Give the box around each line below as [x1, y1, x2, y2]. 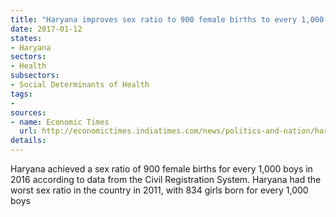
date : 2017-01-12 [10, 24, 83, 34]
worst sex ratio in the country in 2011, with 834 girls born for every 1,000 [10, 184, 309, 196]
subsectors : [10, 71, 60, 81]
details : [10, 136, 47, 146]
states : [10, 33, 43, 43]
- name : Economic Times [10, 117, 110, 127]
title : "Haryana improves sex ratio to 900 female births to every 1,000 [10, 14, 325, 25]
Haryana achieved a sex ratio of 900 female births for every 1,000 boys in [10, 163, 313, 175]
